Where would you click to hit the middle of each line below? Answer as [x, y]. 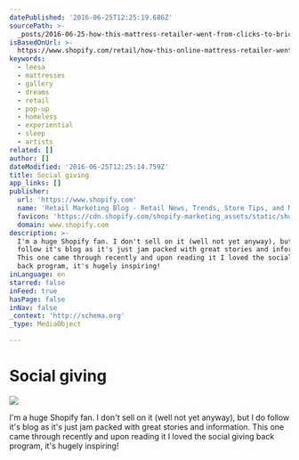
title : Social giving [49, 175]
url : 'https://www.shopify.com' [77, 200]
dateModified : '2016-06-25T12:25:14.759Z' [89, 167]
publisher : [29, 192]
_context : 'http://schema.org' [67, 316]
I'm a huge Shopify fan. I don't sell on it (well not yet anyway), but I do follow [149, 417]
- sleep [32, 134]
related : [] [31, 150]
